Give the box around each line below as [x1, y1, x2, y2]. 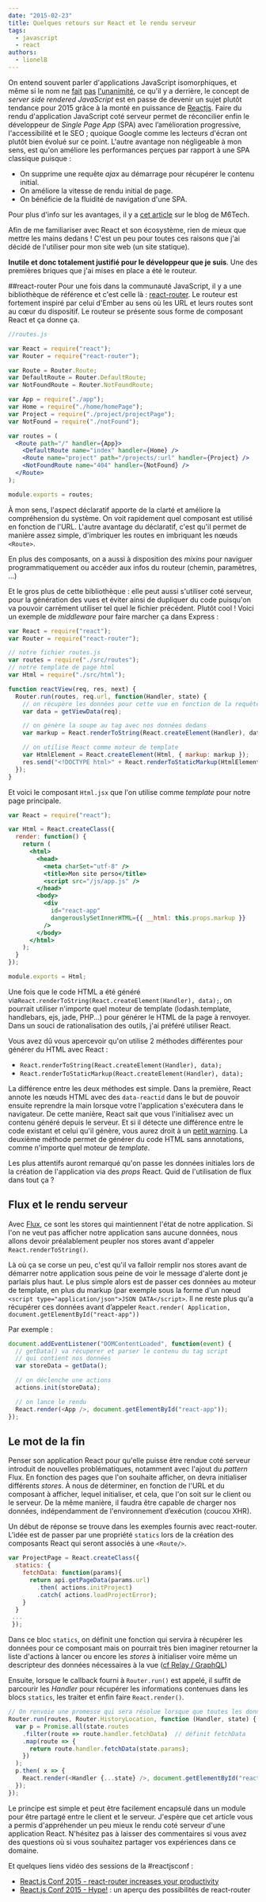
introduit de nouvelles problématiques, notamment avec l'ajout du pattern [8, 1464, 248, 1474]
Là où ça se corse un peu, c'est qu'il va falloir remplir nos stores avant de [8, 1260, 247, 1269]
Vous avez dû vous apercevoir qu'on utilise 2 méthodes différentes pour [8, 1036, 243, 1045]
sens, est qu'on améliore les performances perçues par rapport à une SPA [8, 145, 250, 155]
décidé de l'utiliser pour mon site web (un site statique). [8, 241, 190, 251]
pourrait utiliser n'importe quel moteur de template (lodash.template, [8, 1004, 232, 1013]
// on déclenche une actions [15, 1376, 112, 1384]
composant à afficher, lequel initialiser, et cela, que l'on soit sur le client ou [8, 1490, 252, 1499]
